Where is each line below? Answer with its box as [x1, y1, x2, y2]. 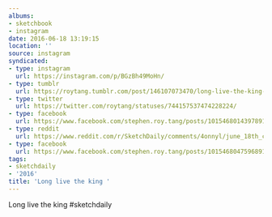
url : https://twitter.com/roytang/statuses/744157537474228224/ [15, 102, 237, 110]
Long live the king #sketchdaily [8, 199, 113, 209]
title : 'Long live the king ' [8, 177, 111, 186]
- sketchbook [8, 19, 53, 28]
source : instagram [8, 49, 70, 57]
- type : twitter [8, 95, 63, 103]
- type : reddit [8, 125, 60, 133]
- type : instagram [8, 65, 70, 73]
